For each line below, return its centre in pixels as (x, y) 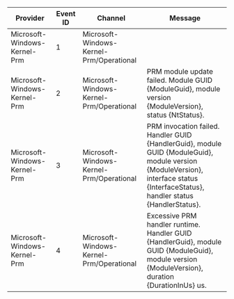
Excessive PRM (172, 216)
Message (185, 18)
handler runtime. (173, 224)
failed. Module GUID (180, 80)
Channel (111, 18)
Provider (30, 18)
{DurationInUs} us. (177, 285)
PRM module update (180, 71)
